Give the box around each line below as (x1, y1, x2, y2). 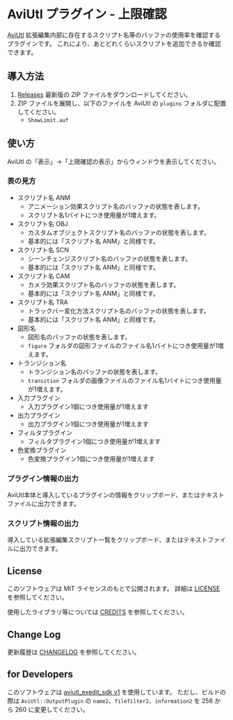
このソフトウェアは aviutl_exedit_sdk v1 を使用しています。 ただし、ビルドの (7, 687, 226, 696)
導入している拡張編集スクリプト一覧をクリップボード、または (7, 535, 184, 544)
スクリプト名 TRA (17, 297, 68, 306)
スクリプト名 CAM (17, 272, 70, 280)
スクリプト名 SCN (17, 245, 70, 254)
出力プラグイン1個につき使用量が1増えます (27, 419, 149, 428)
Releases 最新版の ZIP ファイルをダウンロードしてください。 (17, 90, 192, 98)
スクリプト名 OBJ (17, 219, 68, 228)
